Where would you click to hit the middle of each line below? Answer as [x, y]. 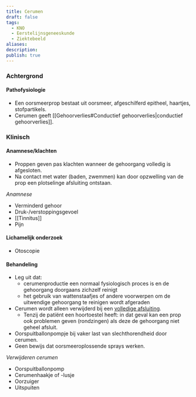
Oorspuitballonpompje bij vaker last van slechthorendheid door [91, 333]
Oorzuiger [27, 381]
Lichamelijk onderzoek [34, 238]
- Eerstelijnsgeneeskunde [43, 34]
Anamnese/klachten [31, 151]
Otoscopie [27, 251]
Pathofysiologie [26, 90]
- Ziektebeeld [28, 39]
